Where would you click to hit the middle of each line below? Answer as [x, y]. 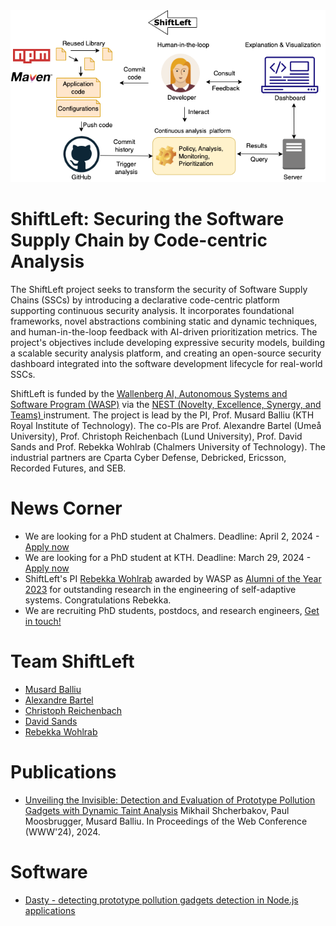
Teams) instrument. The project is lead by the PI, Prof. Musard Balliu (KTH [162, 415]
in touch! [43, 621]
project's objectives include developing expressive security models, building [168, 343]
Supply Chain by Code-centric [139, 240]
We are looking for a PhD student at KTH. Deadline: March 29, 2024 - [168, 558]
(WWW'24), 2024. [62, 831]
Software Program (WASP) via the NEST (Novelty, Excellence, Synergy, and [166, 405]
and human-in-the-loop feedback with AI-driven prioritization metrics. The [164, 332]
